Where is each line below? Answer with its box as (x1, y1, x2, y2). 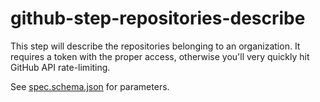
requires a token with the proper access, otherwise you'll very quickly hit (10, 50, 310, 62)
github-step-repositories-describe (10, 7, 306, 30)
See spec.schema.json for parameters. (10, 80, 170, 92)
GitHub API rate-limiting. (10, 61, 111, 73)
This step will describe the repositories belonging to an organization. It (10, 40, 301, 52)
